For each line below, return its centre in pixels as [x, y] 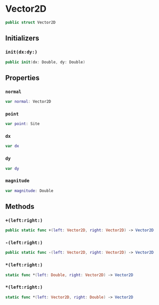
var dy [12, 168]
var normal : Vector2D [28, 102]
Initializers [22, 38]
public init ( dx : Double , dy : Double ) [45, 62]
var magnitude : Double [29, 191]
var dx [12, 146]
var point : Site [22, 124]
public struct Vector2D [31, 22]
